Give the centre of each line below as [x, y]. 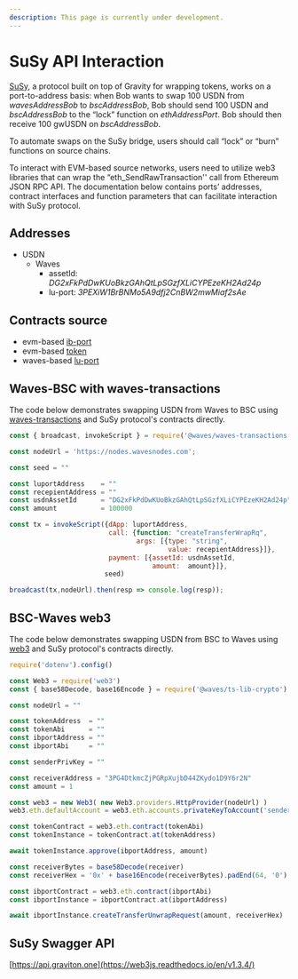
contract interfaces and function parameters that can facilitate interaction [143, 195]
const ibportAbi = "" [57, 746]
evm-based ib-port [57, 342]
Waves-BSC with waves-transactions [115, 389]
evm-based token [54, 351]
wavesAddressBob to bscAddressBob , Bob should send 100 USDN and [139, 105]
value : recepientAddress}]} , [222, 549]
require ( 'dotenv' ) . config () [61, 665]
